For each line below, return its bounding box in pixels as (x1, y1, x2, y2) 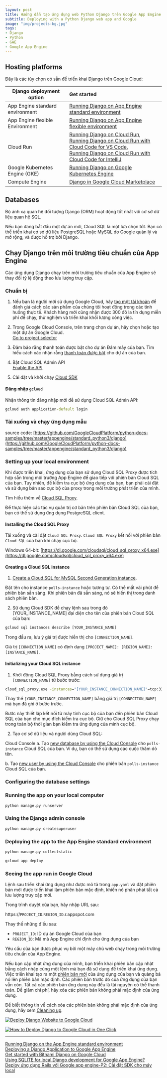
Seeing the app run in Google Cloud (5, 870, 93, 877)
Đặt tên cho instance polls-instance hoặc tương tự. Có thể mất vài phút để (5, 585, 159, 591)
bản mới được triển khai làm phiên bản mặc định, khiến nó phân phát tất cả (5, 887, 159, 893)
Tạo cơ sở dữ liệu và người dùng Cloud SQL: (12, 731, 103, 737)
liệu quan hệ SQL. (5, 214, 42, 220)
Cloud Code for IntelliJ (69, 156, 122, 163)
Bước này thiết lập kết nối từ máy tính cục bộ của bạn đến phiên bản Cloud (5, 711, 158, 717)
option (28, 94, 44, 101)
